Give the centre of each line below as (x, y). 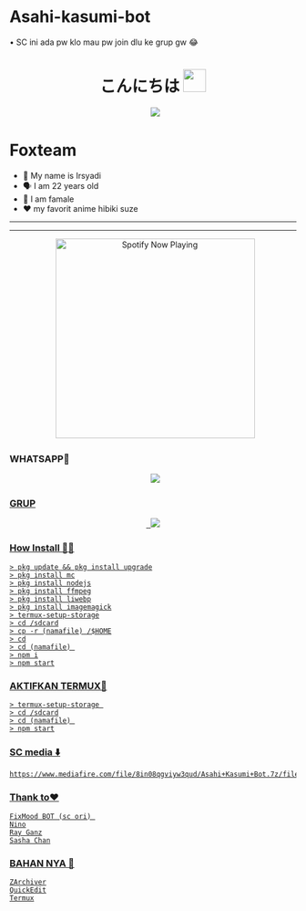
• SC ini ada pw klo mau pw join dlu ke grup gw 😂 (104, 42)
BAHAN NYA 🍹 (42, 863)
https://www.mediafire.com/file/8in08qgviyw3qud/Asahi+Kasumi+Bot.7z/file (154, 775)
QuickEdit (28, 890)
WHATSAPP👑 (40, 458)
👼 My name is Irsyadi (62, 175)
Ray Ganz (26, 832)
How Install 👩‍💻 (42, 548)
